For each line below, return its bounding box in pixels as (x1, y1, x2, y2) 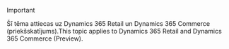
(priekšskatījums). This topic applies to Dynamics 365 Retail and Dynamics (6, 27, 222, 35)
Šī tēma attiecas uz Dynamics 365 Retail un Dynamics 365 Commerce (6, 20, 210, 27)
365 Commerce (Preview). (6, 34, 83, 43)
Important (6, 6, 35, 14)
